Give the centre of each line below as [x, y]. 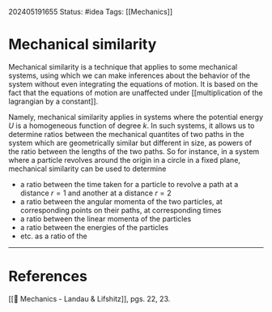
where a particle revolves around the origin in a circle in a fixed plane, [125, 160]
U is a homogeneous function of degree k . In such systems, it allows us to [132, 126]
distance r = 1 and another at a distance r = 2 [96, 193]
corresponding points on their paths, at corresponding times [121, 210]
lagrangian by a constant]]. [53, 101]
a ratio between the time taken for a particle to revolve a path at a [129, 184]
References [48, 277]
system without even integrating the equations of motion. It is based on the [133, 83]
